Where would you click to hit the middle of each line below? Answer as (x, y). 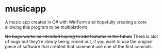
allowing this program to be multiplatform (46, 27)
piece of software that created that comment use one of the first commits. (79, 46)
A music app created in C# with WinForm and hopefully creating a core (76, 22)
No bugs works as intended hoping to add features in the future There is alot (81, 36)
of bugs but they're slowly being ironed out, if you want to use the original (79, 41)
